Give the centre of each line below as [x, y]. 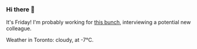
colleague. [19, 28]
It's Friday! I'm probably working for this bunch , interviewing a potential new [98, 22]
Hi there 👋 [21, 9]
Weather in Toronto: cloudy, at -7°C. [50, 40]
